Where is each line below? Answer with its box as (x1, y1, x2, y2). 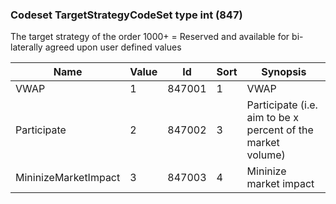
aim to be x (246, 111, 299, 125)
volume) (246, 148, 286, 162)
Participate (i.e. (246, 98, 318, 112)
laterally (10, 41, 43, 53)
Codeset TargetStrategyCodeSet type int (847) (10, 8, 243, 22)
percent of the (246, 123, 314, 137)
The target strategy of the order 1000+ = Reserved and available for (10, 31, 290, 43)
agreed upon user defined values (44, 41, 182, 53)
